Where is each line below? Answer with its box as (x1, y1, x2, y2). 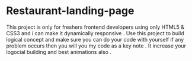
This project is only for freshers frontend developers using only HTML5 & (6, 23, 185, 30)
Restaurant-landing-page (6, 4, 135, 18)
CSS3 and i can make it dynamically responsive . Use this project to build (6, 29, 185, 36)
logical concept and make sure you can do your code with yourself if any (6, 36, 184, 43)
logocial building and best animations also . (6, 48, 111, 55)
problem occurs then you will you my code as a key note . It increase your (6, 42, 187, 49)
